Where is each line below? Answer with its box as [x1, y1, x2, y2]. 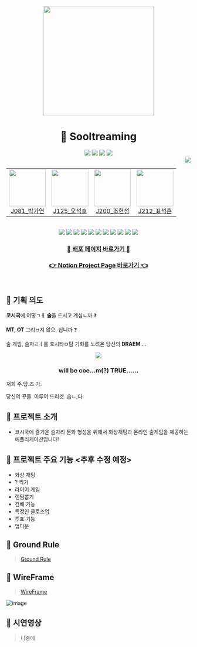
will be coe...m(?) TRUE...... [58, 366, 139, 374]
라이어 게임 [14, 486, 40, 493]
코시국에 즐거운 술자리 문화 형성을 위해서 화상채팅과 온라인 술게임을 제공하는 [14, 428, 189, 436]
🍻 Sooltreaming [60, 130, 137, 143]
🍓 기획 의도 [6, 295, 44, 305]
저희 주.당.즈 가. [6, 381, 42, 388]
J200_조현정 [96, 206, 130, 215]
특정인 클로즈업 [14, 507, 50, 515]
